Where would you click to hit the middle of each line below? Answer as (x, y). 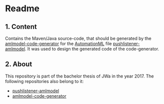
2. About (19, 64)
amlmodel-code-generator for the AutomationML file (59, 44)
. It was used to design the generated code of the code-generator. (92, 49)
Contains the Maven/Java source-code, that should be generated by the (78, 38)
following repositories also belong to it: (44, 81)
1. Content (21, 27)
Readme (22, 9)
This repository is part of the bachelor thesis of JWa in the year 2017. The (80, 76)
